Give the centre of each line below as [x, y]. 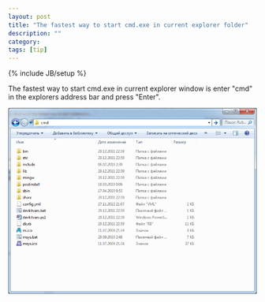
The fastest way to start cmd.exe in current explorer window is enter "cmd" [131, 89]
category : [24, 42]
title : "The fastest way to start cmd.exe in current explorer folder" [128, 25]
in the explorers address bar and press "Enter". [84, 97]
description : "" [35, 33]
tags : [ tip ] [28, 50]
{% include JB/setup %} [47, 73]
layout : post [30, 17]
